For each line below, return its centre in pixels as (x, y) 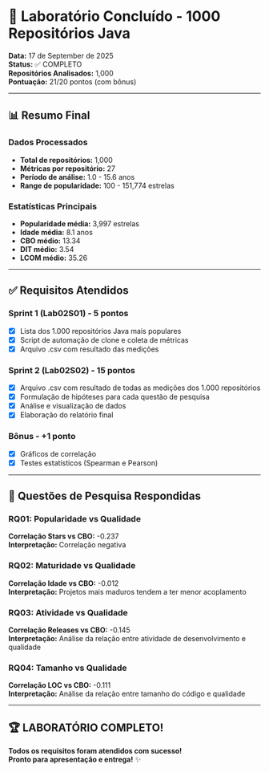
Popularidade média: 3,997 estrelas (80, 223)
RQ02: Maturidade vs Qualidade (72, 566)
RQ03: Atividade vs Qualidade (68, 612)
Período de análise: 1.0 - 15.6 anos (77, 177)
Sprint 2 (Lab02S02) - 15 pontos (72, 370)
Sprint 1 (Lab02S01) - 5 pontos (68, 314)
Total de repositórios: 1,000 (66, 160)
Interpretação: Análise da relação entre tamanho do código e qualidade (127, 694)
